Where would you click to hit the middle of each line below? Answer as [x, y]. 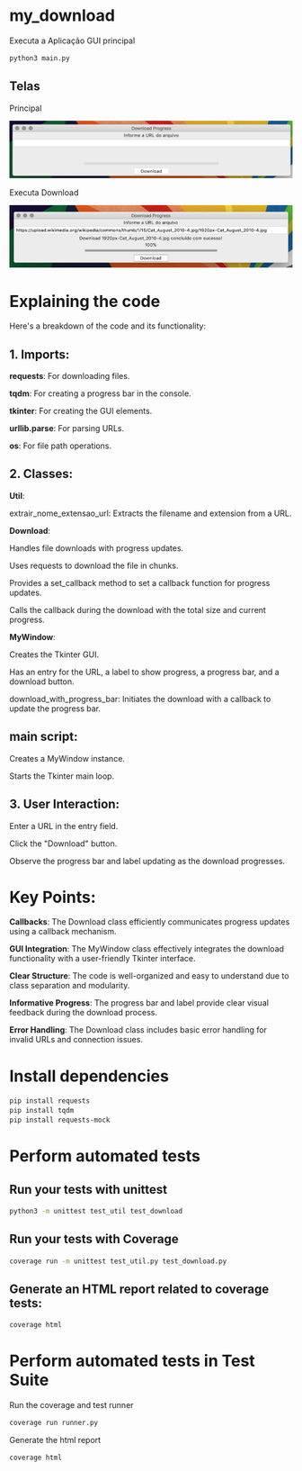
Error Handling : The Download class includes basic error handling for [138, 1030]
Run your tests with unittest [89, 1189]
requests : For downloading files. [70, 376]
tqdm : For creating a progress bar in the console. [100, 393]
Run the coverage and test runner [71, 1405]
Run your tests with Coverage [94, 1239]
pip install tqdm [42, 1111]
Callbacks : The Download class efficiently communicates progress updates [150, 922]
